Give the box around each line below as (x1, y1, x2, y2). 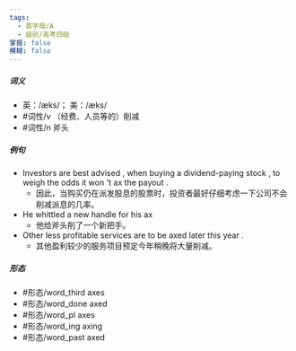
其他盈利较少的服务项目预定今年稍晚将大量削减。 (35, 241, 217, 251)
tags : (9, 13, 30, 22)
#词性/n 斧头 (22, 122, 69, 133)
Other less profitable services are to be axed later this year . (22, 230, 244, 241)
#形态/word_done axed (22, 298, 108, 310)
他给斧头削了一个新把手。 (35, 220, 131, 231)
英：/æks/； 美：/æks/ (22, 100, 108, 110)
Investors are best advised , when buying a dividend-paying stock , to (22, 168, 281, 179)
